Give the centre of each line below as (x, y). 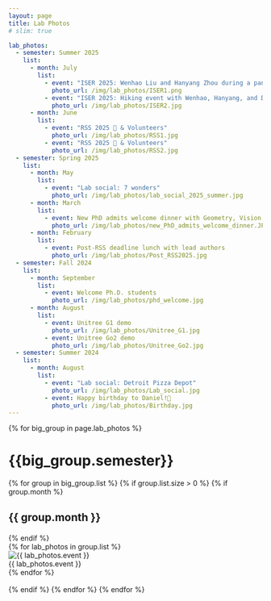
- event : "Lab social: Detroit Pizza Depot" (120, 383)
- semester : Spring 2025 (57, 158)
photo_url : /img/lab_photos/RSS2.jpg (115, 150)
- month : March (55, 202)
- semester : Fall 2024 (54, 263)
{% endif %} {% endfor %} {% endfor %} (77, 589)
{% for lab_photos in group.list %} (65, 546)
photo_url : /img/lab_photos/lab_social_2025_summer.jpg (147, 195)
